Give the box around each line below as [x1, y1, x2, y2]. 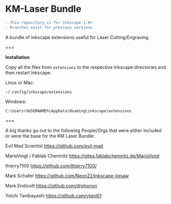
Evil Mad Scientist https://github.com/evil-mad [5, 142, 103, 149]
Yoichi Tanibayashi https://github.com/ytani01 [5, 192, 102, 198]
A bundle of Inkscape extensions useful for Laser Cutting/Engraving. [5, 34, 150, 40]
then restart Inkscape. [5, 69, 52, 76]
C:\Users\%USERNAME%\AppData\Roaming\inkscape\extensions [5, 108, 132, 114]
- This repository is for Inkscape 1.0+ [5, 20, 93, 25]
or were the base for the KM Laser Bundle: [5, 133, 95, 139]
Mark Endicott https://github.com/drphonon [5, 182, 97, 189]
